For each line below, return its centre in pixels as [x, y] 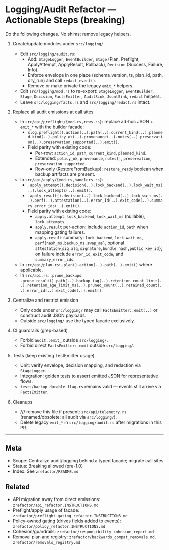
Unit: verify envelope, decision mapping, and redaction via [80, 365]
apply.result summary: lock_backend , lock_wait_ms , [89, 237]
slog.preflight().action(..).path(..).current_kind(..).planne [95, 132]
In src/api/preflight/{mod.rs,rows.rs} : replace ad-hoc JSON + [87, 121]
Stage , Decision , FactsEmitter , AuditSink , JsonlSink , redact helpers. [91, 96]
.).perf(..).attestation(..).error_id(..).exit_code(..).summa [95, 201]
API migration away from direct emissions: [56, 499]
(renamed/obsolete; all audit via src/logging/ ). [68, 417]
